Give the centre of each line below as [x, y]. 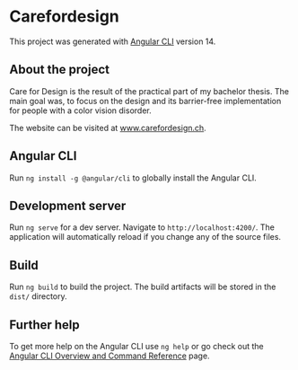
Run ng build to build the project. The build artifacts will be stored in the [143, 287]
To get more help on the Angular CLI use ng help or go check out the [136, 346]
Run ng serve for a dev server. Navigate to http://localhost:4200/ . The [142, 227]
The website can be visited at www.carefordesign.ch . [108, 128]
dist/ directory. [38, 296]
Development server [68, 205]
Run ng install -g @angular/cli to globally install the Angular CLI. [133, 178]
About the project [60, 70]
